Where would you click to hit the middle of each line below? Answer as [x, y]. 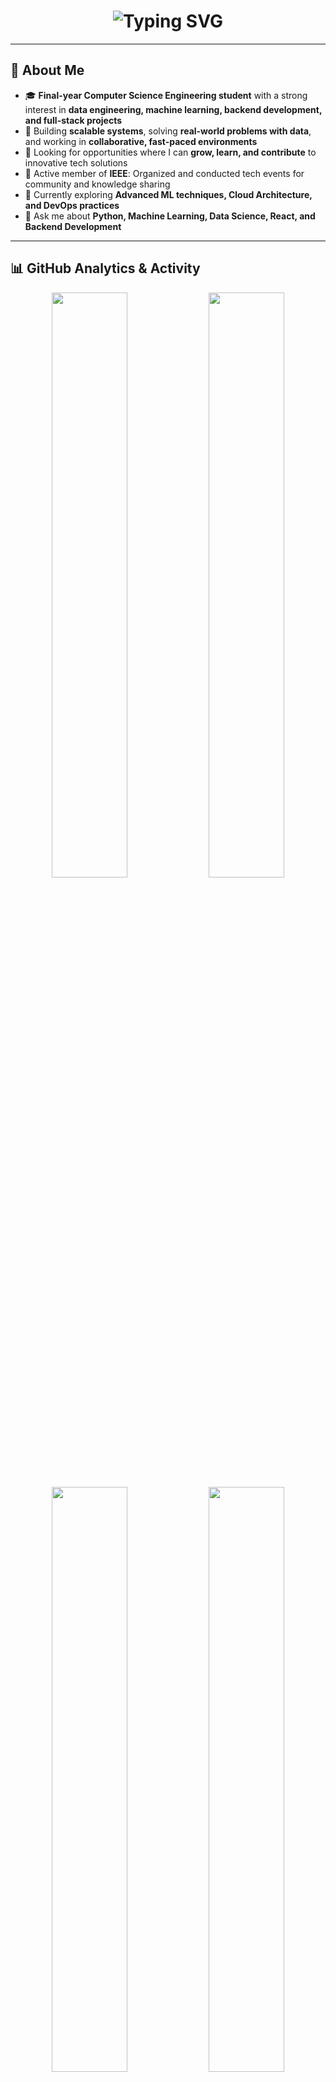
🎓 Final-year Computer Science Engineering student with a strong [166, 95]
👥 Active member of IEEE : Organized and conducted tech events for [164, 173]
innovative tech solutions [76, 162]
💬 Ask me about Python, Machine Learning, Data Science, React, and [170, 216]
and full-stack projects [73, 120]
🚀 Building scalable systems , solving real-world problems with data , [168, 131]
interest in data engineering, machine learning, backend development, [173, 109]
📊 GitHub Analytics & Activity [105, 268]
